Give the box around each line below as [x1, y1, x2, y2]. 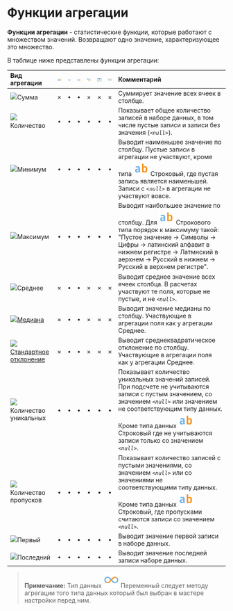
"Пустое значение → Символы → [117, 233, 216, 241]
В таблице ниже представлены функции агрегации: [7, 56, 159, 64]
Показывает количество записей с [117, 453, 221, 462]
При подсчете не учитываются [117, 382, 209, 391]
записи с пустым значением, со [117, 390, 213, 398]
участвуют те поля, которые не [117, 287, 211, 295]
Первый [17, 536, 41, 544]
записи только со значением [117, 437, 204, 445]
